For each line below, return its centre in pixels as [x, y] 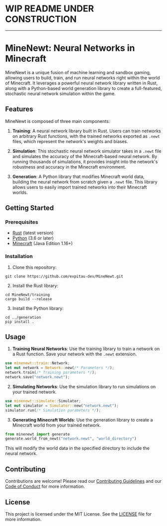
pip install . [20, 322]
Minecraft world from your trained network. [56, 425]
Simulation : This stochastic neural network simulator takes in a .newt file [87, 151]
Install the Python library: [38, 308]
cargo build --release [29, 299]
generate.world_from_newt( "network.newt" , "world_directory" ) [71, 439]
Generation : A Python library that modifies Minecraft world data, [79, 176]
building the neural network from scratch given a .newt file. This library [85, 181]
